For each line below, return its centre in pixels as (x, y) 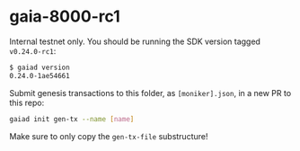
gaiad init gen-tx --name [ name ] (72, 119)
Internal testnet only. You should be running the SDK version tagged (135, 41)
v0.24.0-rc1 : (33, 50)
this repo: (27, 102)
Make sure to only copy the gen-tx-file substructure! (109, 136)
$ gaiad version (40, 67)
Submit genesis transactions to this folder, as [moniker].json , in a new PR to (150, 93)
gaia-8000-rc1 (65, 17)
